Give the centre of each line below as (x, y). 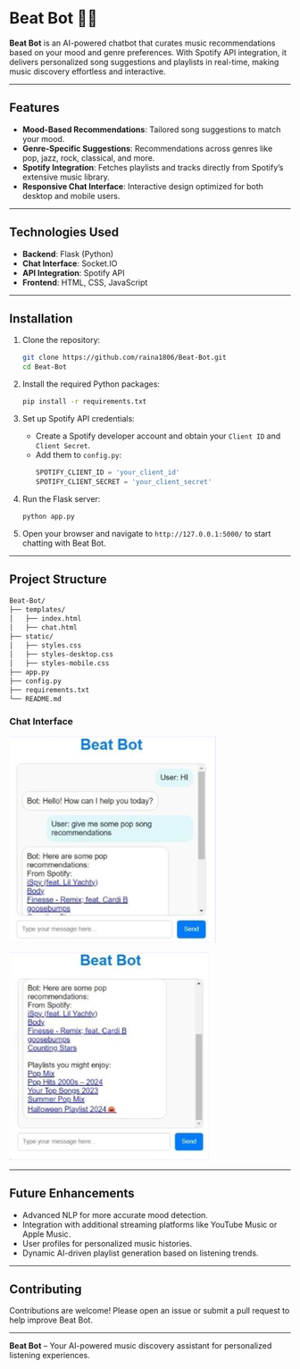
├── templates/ (37, 610)
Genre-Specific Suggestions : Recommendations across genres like (147, 148)
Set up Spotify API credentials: (79, 418)
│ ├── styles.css (46, 646)
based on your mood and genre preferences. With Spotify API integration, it (148, 52)
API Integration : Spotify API (73, 272)
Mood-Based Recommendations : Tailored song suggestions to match (151, 129)
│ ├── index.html (46, 619)
